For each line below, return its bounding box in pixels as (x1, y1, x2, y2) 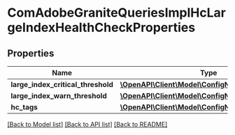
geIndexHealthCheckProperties (7, 19, 196, 35)
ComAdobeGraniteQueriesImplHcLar (7, 5, 226, 21)
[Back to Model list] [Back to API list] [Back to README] (7, 120, 168, 128)
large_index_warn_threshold (10, 91, 107, 100)
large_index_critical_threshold (10, 80, 114, 89)
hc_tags (10, 102, 38, 112)
